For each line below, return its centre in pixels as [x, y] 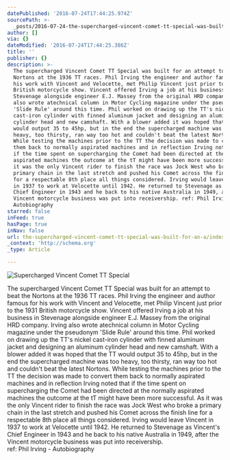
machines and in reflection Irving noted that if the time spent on [97, 383]
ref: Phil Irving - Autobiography [51, 449]
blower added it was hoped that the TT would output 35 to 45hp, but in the [112, 354]
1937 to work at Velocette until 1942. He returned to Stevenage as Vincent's [114, 427]
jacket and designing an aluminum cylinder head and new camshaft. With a [113, 347]
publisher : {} [27, 58]
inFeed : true [26, 218]
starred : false [29, 211]
